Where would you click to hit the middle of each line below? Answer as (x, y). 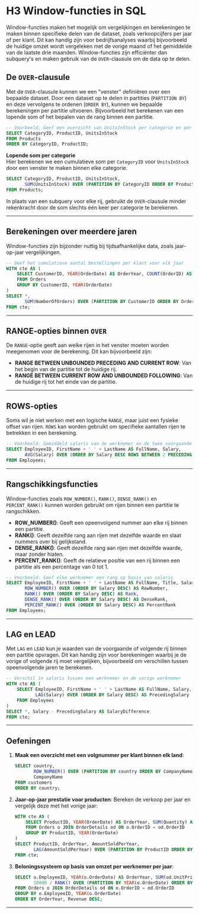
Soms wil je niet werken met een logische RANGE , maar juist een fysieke (92, 420)
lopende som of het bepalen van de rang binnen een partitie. (80, 117)
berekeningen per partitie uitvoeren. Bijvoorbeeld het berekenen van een (95, 110)
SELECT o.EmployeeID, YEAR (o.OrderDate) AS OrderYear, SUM (89, 877)
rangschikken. (23, 511)
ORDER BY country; (37, 788)
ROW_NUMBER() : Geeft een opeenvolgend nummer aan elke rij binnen (101, 523)
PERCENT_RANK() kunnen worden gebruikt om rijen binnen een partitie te (93, 505)
